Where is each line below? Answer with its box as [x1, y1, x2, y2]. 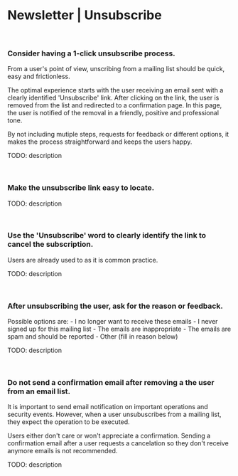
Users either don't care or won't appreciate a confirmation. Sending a [7, 431, 211, 440]
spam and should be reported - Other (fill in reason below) [7, 332, 178, 341]
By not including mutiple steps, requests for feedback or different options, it [7, 130, 229, 139]
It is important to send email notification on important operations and [7, 403, 208, 411]
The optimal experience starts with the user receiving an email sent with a [7, 86, 224, 95]
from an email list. [7, 386, 71, 396]
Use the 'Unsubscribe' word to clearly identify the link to [7, 231, 207, 240]
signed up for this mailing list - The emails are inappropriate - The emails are [7, 324, 232, 334]
